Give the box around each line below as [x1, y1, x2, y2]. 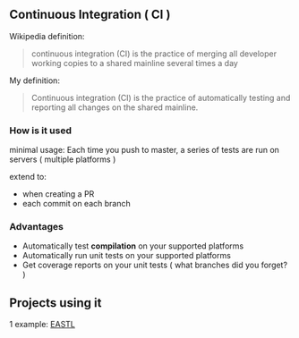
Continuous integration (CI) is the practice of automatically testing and [30, 92, 291, 103]
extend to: [9, 172, 47, 182]
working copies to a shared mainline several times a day [30, 57, 239, 68]
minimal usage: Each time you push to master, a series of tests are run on [9, 145, 280, 156]
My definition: [9, 75, 61, 86]
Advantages [9, 221, 64, 233]
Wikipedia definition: [9, 30, 85, 41]
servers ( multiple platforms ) [9, 154, 116, 165]
